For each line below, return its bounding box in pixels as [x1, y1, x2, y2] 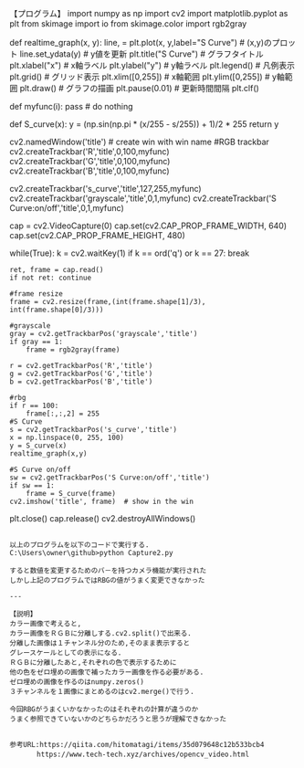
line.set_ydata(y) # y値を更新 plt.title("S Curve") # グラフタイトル [19, 48, 265, 59]
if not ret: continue [9, 273, 92, 282]
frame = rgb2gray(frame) [26, 345, 121, 354]
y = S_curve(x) [9, 441, 68, 450]
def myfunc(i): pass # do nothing [9, 101, 134, 111]
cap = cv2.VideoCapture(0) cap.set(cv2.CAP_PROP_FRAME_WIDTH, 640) [9, 220, 288, 231]
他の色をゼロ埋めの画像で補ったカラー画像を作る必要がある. [9, 668, 204, 677]
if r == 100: [9, 401, 59, 410]
